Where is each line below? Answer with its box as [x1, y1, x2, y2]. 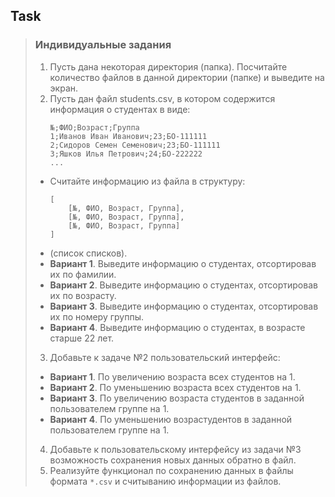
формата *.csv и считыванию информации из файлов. [49, 475, 282, 487]
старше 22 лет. [49, 332, 115, 344]
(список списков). [49, 247, 128, 259]
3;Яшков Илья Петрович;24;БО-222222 [49, 149, 203, 159]
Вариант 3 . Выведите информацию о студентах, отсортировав [49, 300, 319, 312]
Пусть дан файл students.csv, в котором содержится [49, 92, 276, 104]
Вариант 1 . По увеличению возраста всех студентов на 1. [49, 370, 296, 383]
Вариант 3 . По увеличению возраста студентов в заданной [49, 392, 305, 404]
